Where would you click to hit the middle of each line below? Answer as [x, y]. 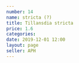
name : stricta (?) [29, 17]
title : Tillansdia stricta [40, 23]
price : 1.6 [20, 28]
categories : [21, 34]
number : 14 [20, 12]
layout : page [22, 46]
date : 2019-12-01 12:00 [36, 40]
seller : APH [21, 51]
